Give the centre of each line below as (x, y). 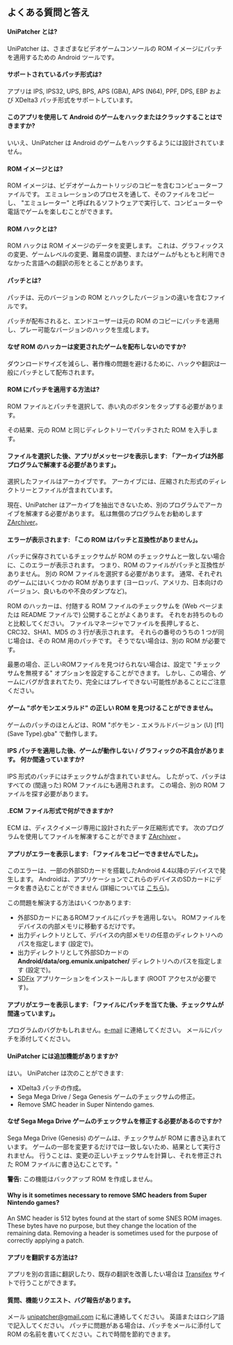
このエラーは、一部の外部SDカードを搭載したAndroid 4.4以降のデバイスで (114, 871)
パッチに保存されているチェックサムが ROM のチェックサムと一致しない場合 (116, 556)
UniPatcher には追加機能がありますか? (63, 1056)
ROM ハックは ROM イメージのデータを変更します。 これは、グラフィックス (116, 245)
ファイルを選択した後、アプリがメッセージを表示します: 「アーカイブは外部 (115, 456)
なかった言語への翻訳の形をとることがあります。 (77, 263)
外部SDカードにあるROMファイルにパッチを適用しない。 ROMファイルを (122, 918)
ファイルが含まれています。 (77, 490)
